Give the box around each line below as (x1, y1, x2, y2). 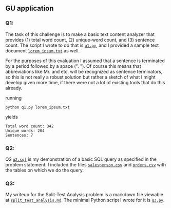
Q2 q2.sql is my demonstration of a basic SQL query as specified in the (5, 156, 157, 162)
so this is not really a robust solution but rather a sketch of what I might (5, 74, 156, 80)
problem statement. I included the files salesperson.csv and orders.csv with (5, 161, 166, 167)
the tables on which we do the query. (5, 167, 84, 173)
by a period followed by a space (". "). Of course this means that (5, 63, 141, 69)
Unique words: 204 (5, 128, 45, 133)
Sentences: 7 (5, 133, 33, 138)
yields (5, 114, 18, 120)
